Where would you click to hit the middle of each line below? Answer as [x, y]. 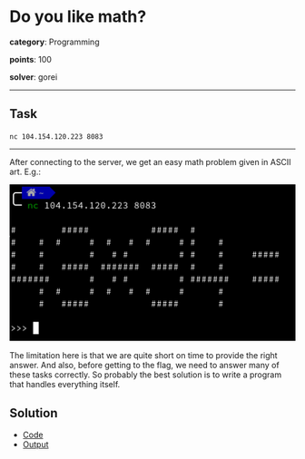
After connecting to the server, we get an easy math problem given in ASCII [151, 161]
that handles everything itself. [65, 385]
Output [35, 444]
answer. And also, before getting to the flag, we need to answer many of [144, 366]
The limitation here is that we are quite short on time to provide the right [144, 356]
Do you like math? [78, 17]
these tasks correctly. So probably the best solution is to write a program [146, 375]
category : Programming [54, 42]
